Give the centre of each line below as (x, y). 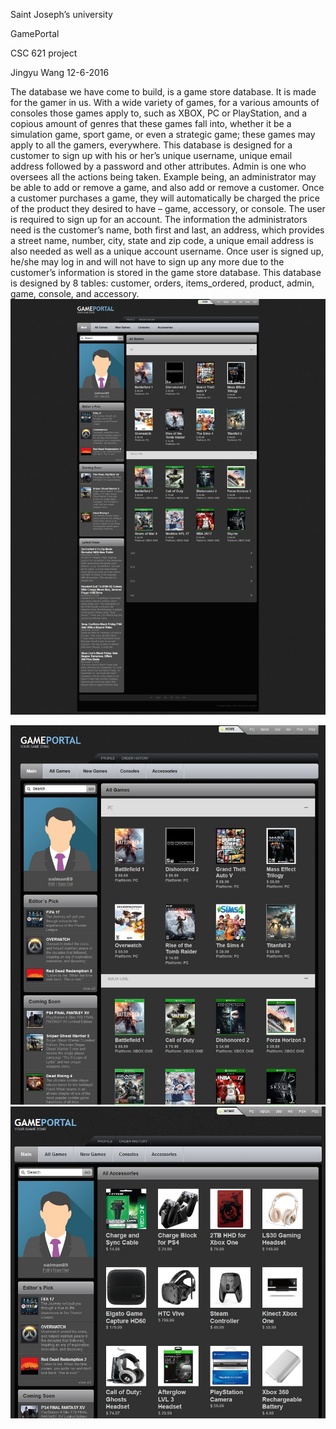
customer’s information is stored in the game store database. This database (166, 272)
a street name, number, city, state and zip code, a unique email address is (162, 240)
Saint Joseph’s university (61, 14)
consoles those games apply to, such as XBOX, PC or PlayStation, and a (159, 113)
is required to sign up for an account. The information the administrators (159, 219)
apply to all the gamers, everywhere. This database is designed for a (151, 145)
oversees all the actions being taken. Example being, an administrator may (163, 177)
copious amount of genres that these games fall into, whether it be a (151, 123)
